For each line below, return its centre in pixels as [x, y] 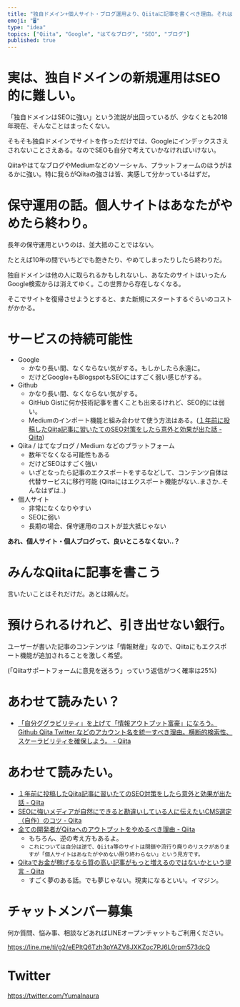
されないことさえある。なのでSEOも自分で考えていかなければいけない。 [114, 150]
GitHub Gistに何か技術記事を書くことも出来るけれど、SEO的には [124, 402]
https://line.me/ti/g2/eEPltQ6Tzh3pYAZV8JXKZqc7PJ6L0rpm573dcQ [109, 947]
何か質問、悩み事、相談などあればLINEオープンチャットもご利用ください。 [117, 933]
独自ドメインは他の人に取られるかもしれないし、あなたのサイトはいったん [117, 275]
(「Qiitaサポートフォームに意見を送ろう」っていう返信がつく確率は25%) [112, 670]
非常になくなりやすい [60, 508]
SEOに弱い [44, 517]
